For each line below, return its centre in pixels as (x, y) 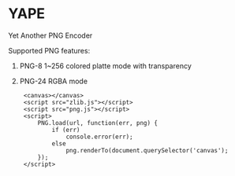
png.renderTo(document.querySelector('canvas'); (147, 150)
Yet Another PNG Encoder (50, 35)
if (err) (66, 130)
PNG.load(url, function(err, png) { (97, 123)
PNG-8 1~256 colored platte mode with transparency (105, 66)
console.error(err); (99, 137)
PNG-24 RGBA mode (54, 81)
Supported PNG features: (49, 50)
